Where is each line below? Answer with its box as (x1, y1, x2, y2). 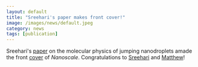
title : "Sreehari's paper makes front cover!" (6, 14, 126, 20)
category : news (6, 25, 45, 32)
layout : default (6, 8, 47, 15)
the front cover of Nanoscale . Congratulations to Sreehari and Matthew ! (6, 54, 185, 61)
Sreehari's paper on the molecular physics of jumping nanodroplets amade (6, 47, 193, 54)
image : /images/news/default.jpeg (6, 20, 94, 26)
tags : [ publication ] (6, 31, 59, 37)
